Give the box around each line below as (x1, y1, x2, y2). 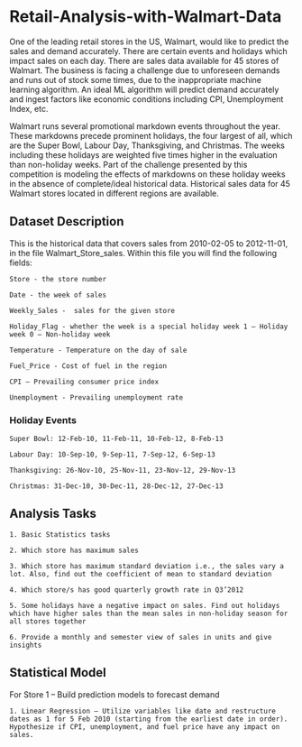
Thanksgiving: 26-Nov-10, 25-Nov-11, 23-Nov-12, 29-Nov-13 (9, 466, 236, 475)
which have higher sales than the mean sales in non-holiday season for (9, 609, 288, 618)
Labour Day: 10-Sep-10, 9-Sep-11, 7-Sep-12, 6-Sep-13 (9, 450, 216, 459)
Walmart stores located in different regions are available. (9, 188, 219, 198)
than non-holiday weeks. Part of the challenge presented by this (9, 159, 248, 170)
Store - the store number (9, 274, 106, 283)
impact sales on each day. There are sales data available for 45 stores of (9, 55, 279, 66)
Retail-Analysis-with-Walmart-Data (9, 6, 282, 27)
